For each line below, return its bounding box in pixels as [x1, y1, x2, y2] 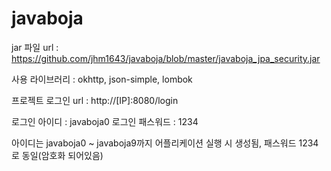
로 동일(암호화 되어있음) [11, 149, 104, 161]
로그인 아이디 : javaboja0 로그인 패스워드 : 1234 [11, 115, 199, 127]
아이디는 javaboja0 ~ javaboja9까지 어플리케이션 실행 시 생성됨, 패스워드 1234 [11, 137, 319, 149]
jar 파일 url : [11, 41, 59, 53]
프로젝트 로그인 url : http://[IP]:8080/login [11, 94, 179, 106]
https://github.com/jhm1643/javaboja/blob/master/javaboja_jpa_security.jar [11, 52, 321, 64]
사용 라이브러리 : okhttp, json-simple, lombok [11, 73, 193, 85]
